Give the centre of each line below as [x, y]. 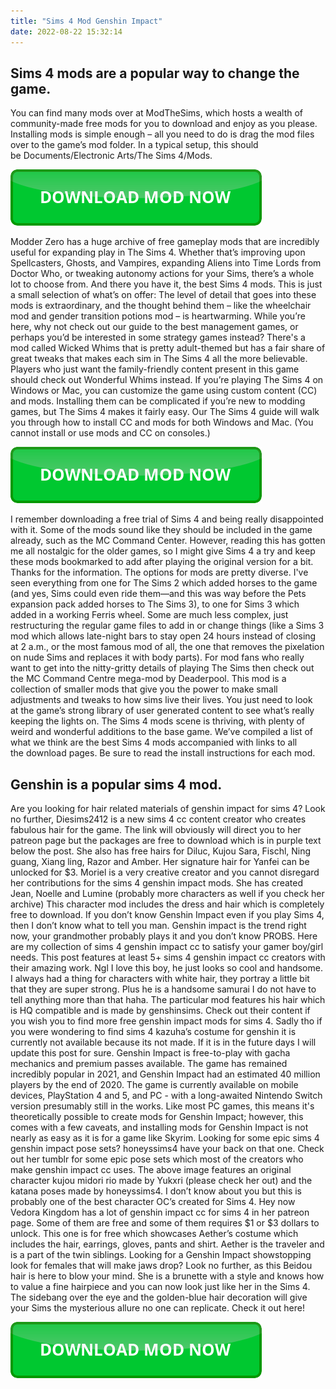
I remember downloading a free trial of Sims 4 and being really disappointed [167, 519]
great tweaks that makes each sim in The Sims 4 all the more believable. [159, 359]
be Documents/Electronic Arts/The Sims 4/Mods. [111, 156]
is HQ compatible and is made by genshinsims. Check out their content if [160, 1011]
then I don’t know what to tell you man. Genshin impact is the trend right [158, 926]
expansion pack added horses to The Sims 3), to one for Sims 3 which [155, 604]
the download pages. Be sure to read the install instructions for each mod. [163, 753]
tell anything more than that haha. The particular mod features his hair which [168, 1000]
